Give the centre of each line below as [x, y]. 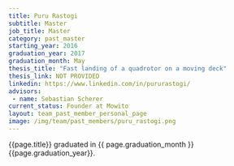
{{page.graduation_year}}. [52, 153]
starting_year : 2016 [43, 46]
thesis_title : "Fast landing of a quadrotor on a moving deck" [118, 69]
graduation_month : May [47, 62]
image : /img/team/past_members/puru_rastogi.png [92, 121]
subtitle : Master [38, 23]
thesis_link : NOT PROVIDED [54, 76]
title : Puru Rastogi [43, 16]
